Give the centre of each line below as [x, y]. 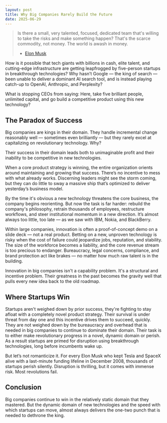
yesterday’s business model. [34, 189]
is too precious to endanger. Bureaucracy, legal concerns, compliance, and [82, 250]
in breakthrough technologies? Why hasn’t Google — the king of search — [82, 74]
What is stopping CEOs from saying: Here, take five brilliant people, [74, 94]
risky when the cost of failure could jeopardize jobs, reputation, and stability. [84, 240]
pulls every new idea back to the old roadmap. [53, 281]
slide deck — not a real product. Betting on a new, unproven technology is [81, 234]
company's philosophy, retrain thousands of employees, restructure [75, 209]
